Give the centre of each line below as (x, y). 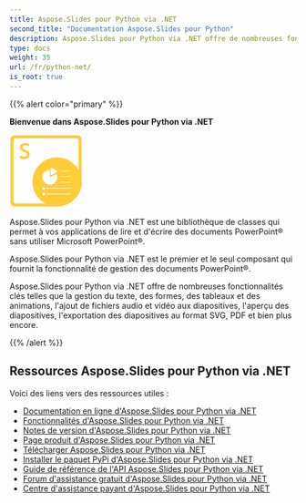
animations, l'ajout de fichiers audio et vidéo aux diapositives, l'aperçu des (149, 305)
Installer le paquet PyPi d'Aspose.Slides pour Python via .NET (138, 459)
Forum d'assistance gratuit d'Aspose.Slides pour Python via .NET (145, 478)
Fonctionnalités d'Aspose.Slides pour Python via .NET (123, 420)
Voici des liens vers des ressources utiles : (89, 393)
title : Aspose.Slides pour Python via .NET (93, 19)
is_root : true (36, 77)
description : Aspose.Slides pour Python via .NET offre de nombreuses (146, 38)
